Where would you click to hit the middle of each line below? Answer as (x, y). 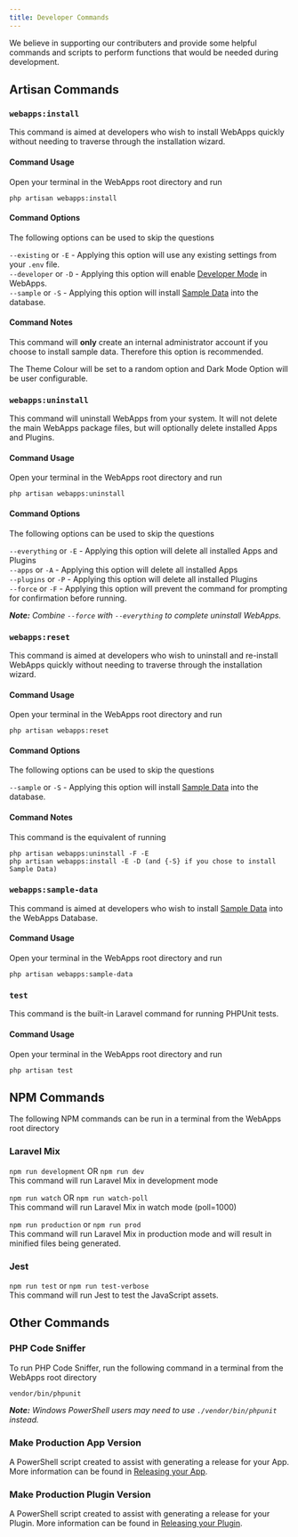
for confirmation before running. (68, 598)
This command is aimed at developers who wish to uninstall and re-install (144, 655)
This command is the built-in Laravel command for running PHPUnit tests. (144, 1014)
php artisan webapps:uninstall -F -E (79, 853)
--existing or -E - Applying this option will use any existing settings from (143, 255)
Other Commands (60, 1323)
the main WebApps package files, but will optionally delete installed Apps (143, 428)
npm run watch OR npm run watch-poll (79, 1197)
